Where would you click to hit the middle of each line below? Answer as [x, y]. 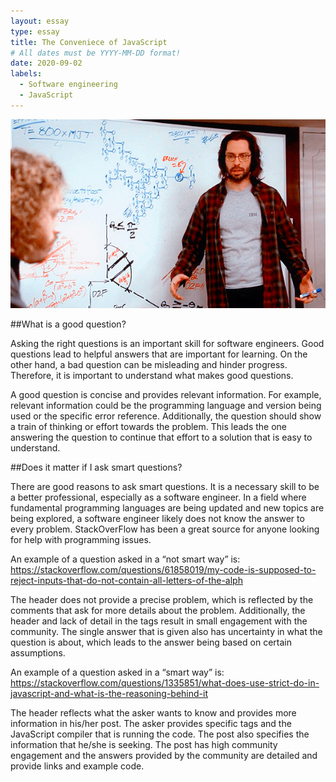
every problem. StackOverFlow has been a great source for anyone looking [165, 529]
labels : [26, 74]
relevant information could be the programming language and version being [166, 406]
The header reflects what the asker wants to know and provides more [153, 713]
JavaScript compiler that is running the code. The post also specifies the [160, 734]
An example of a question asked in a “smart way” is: [117, 672]
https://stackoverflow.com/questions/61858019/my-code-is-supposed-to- [163, 570]
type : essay [35, 31]
